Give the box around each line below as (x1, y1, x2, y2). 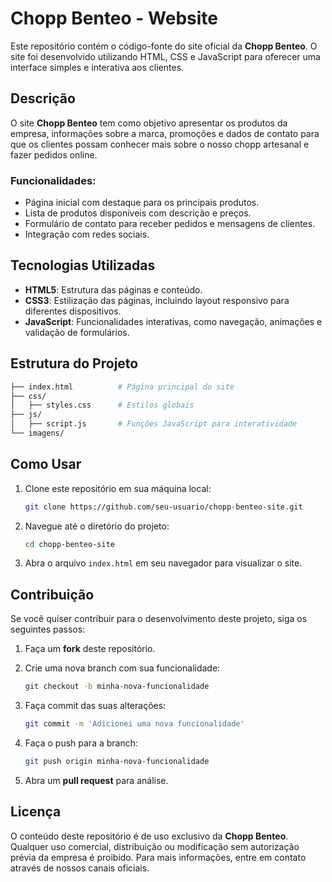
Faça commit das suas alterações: (24, 700, 167, 712)
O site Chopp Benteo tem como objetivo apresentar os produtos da (10, 117, 288, 129)
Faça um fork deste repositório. (24, 643, 156, 655)
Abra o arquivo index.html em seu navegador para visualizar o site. (24, 557, 303, 569)
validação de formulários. (24, 326, 130, 338)
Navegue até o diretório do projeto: (24, 520, 170, 532)
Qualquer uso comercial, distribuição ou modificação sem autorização (10, 840, 300, 852)
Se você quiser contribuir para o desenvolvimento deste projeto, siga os (10, 613, 308, 625)
